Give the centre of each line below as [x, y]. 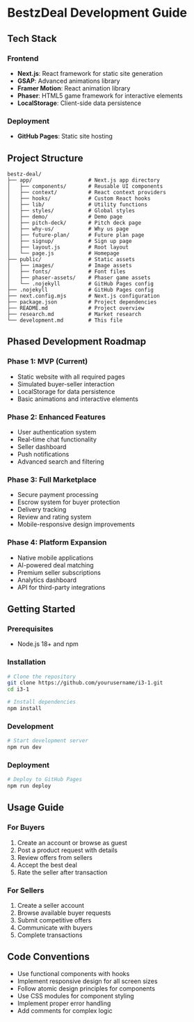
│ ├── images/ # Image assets [70, 265]
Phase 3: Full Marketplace [52, 480]
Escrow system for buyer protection [68, 502]
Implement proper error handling [64, 1003]
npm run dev [24, 747]
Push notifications [43, 454]
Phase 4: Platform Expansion [57, 542]
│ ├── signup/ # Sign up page [70, 241]
